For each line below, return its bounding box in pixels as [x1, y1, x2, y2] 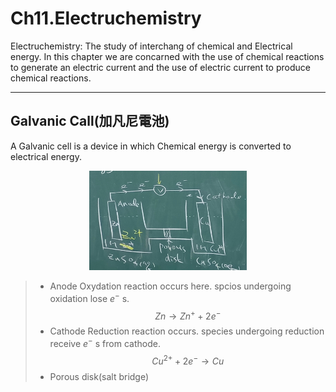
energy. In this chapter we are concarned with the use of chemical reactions [10, 50, 325, 62]
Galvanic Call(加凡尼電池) [10, 113, 170, 130]
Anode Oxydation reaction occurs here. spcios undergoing [49, 280, 292, 292]
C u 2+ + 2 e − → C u [151, 353, 225, 367]
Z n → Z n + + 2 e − [154, 308, 222, 322]
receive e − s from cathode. [49, 336, 161, 350]
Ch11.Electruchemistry [10, 7, 202, 30]
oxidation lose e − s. [49, 291, 130, 304]
